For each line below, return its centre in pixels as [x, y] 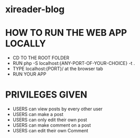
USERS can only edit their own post [50, 120]
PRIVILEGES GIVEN [46, 95]
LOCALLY [26, 44]
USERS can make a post [38, 114]
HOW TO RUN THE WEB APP [66, 33]
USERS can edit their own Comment [50, 131]
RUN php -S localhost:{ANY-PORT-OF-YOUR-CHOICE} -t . [74, 63]
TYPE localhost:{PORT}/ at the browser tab [58, 69]
